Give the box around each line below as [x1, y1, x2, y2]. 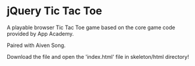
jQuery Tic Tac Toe [7, 4, 102, 18]
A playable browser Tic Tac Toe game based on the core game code [7, 24, 175, 31]
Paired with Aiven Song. [7, 42, 66, 49]
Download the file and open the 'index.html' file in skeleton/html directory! [7, 53, 189, 60]
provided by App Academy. [7, 30, 74, 37]
